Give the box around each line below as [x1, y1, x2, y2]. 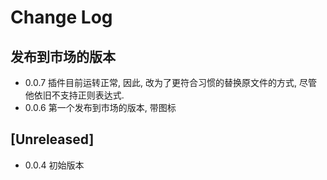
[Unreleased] [10, 131, 95, 148]
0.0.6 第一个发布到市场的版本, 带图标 [24, 102, 177, 113]
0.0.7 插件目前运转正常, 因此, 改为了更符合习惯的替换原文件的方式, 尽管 [24, 77, 318, 88]
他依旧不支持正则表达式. [24, 89, 125, 101]
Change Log [10, 6, 113, 29]
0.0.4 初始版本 [24, 159, 85, 171]
